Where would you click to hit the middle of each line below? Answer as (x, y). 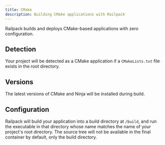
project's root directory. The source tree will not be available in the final (78, 132)
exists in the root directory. (32, 66)
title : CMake (19, 10)
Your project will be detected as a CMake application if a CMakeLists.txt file (82, 61)
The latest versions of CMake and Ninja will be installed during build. (75, 94)
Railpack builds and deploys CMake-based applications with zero (72, 28)
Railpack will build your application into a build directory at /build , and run (81, 121)
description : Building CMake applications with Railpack (65, 14)
